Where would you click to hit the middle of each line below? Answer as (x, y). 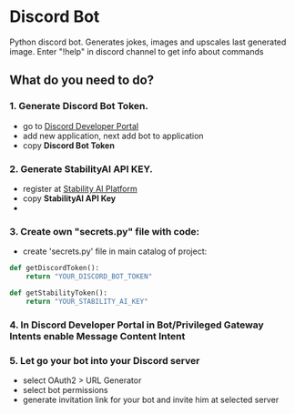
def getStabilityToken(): (58, 293)
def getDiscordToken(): (55, 268)
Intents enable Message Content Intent (97, 336)
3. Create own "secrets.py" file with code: (105, 231)
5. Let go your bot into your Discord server (105, 360)
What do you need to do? (82, 81)
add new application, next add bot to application (113, 136)
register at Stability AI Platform (80, 188)
